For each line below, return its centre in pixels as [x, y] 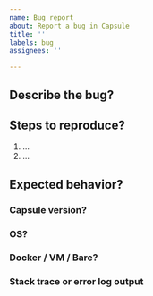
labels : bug [31, 42]
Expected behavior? [66, 184]
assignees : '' [36, 51]
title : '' [28, 34]
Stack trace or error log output [76, 282]
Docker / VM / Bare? [54, 258]
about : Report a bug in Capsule [69, 26]
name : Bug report [42, 17]
